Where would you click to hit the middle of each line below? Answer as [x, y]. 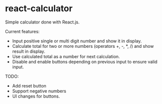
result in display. [29, 51]
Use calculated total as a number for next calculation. [66, 56]
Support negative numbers [39, 91]
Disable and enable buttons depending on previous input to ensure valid [85, 62]
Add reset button [29, 85]
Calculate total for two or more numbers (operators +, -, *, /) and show [83, 46]
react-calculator [39, 9]
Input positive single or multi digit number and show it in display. [77, 41]
